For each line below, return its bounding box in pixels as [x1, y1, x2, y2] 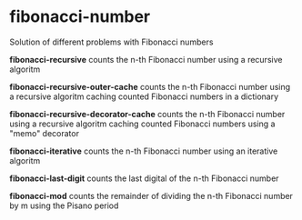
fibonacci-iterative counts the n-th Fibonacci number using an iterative [9, 145, 278, 156]
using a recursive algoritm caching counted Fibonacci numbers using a [9, 118, 276, 129]
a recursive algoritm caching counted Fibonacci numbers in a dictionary [9, 91, 279, 102]
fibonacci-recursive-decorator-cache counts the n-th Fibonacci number [9, 108, 286, 119]
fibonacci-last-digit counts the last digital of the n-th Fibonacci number [9, 173, 279, 184]
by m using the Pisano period [9, 200, 119, 211]
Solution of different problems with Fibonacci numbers [9, 36, 214, 47]
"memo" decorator [9, 127, 80, 138]
